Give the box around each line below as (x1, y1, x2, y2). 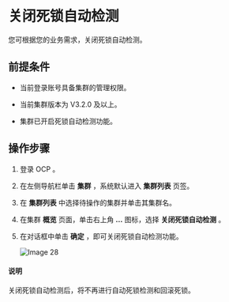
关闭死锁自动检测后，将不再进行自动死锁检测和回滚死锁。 (8, 285, 195, 295)
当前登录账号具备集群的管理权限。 (19, 82, 131, 92)
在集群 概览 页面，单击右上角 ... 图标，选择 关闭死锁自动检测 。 (19, 214, 226, 224)
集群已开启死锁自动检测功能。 (19, 116, 117, 126)
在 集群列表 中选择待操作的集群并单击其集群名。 (19, 198, 176, 207)
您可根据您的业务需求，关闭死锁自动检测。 (8, 35, 147, 44)
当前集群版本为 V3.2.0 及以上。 (19, 100, 122, 109)
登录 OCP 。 (19, 164, 60, 174)
